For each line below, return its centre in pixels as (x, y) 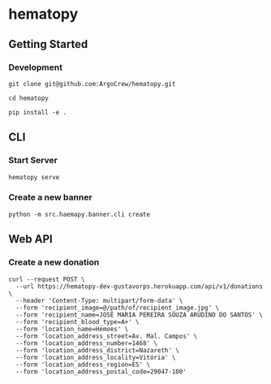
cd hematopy (28, 98)
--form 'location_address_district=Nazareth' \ (98, 350)
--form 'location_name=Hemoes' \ (72, 329)
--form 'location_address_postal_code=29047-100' (101, 371)
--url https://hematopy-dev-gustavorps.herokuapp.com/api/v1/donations (140, 286)
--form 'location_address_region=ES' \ (83, 365)
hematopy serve (34, 177)
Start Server (33, 161)
